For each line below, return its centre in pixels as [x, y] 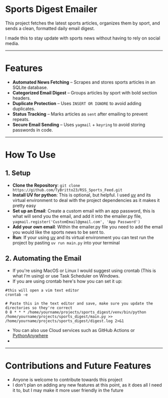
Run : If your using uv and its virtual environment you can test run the [83, 237]
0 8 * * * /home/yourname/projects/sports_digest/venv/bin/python [76, 312]
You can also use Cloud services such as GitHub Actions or [73, 330]
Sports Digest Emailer [51, 9]
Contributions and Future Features [78, 365]
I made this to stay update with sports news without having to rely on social [83, 38]
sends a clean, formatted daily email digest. [50, 28]
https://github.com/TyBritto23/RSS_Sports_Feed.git [67, 190]
